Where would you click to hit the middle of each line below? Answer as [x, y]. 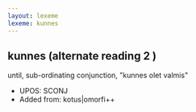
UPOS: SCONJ [44, 91]
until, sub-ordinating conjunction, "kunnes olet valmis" [98, 75]
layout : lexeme [33, 16]
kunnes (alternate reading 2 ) [82, 56]
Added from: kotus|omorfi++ [67, 100]
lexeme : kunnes [33, 23]
